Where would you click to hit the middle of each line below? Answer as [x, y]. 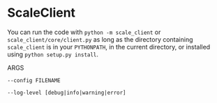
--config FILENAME [34, 80]
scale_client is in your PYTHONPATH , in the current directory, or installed [109, 47]
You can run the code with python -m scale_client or [84, 32]
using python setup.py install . [53, 54]
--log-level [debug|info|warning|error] [67, 93]
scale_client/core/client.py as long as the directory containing [100, 39]
